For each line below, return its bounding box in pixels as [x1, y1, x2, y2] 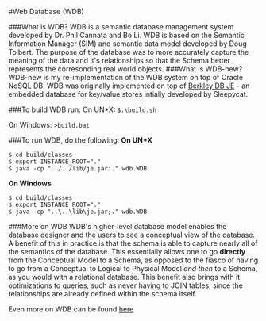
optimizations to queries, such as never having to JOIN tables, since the [8, 281, 244, 290]
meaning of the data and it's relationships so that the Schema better [8, 55, 231, 65]
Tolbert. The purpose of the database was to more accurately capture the [8, 48, 249, 56]
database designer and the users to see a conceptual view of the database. [8, 230, 256, 239]
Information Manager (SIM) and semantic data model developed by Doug [8, 39, 248, 48]
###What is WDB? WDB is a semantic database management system [8, 22, 234, 31]
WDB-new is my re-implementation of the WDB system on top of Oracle [8, 73, 244, 82]
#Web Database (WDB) [8, 7, 85, 16]
